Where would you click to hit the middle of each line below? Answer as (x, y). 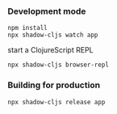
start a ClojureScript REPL (50, 50)
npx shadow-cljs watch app (53, 35)
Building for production (54, 85)
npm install (27, 28)
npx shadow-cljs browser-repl (58, 65)
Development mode (47, 11)
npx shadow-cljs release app (56, 102)
